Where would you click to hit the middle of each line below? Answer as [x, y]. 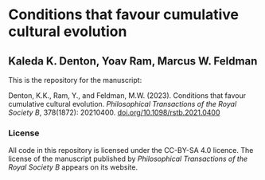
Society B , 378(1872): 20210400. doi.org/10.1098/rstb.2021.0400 [114, 112]
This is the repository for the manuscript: [75, 80]
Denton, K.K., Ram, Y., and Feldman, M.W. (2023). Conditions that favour [127, 96]
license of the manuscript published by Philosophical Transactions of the [128, 159]
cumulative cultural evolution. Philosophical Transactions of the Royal [123, 104]
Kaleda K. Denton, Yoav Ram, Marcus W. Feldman [133, 61]
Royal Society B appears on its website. [73, 167]
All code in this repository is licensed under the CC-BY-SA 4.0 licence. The [131, 151]
